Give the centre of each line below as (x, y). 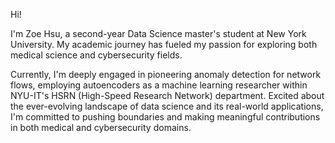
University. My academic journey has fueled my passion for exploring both (164, 44)
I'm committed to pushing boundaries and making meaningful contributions (165, 117)
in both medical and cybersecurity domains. (101, 127)
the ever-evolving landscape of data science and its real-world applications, (167, 106)
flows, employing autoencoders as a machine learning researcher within (159, 85)
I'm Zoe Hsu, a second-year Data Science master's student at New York (158, 33)
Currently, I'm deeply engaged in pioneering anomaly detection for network (166, 74)
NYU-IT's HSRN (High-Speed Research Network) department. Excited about (167, 95)
